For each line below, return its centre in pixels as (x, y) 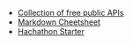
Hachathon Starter (51, 31)
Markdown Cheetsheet (59, 22)
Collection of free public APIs (70, 13)
